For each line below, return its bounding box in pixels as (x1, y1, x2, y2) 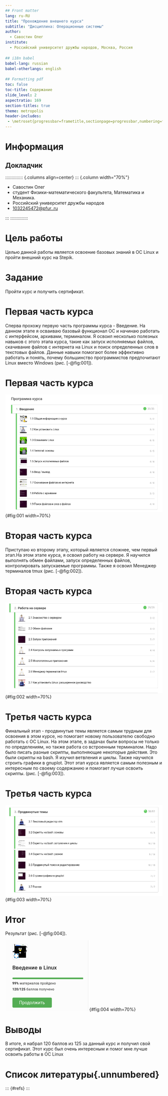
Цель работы (5, 233, 63, 244)
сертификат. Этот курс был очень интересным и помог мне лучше (5, 1046, 147, 1052)
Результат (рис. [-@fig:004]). (5, 930, 67, 936)
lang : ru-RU (5, 13, 30, 19)
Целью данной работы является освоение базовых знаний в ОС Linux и (5, 249, 159, 255)
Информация (5, 141, 64, 153)
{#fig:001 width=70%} (5, 512, 51, 518)
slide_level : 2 (5, 93, 37, 98)
